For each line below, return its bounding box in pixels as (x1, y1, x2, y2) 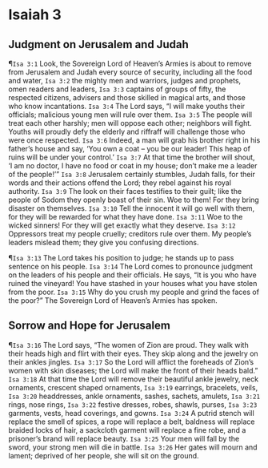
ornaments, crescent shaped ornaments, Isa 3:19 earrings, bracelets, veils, (8, 382, 258, 392)
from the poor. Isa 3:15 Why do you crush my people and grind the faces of (8, 287, 260, 297)
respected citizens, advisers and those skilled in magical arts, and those (8, 93, 246, 102)
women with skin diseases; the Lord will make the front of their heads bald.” (8, 365, 258, 375)
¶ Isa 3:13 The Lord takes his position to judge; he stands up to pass (8, 253, 234, 262)
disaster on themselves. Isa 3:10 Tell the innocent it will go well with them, (8, 204, 255, 213)
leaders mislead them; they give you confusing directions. (8, 238, 199, 247)
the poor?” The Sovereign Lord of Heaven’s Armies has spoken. (8, 296, 218, 305)
